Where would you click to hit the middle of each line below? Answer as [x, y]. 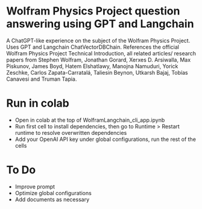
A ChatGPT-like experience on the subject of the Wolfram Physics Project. [98, 40]
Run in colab [38, 103]
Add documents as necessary [52, 199]
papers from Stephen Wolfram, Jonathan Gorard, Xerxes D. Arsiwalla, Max [99, 60]
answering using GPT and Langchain [100, 24]
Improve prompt [35, 186]
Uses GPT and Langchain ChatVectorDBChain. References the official [93, 47]
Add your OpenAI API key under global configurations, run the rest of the [105, 139]
